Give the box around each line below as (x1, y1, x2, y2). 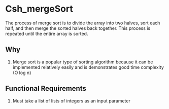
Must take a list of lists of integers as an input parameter (12, 97, 130, 104)
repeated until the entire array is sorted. (5, 30, 88, 37)
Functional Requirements (5, 84, 86, 93)
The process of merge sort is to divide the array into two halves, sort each (5, 20, 160, 26)
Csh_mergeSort (5, 3, 74, 15)
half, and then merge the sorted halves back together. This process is (5, 25, 151, 31)
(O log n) (12, 69, 31, 76)
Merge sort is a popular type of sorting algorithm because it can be (12, 59, 153, 65)
